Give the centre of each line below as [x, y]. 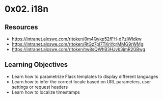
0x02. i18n [27, 9]
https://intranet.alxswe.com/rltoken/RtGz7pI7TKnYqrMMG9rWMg [78, 44]
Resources [21, 27]
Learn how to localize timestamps [46, 92]
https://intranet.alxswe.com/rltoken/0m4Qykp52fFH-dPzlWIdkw [77, 39]
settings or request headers [40, 87]
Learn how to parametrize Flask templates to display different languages [85, 76]
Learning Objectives [36, 65]
